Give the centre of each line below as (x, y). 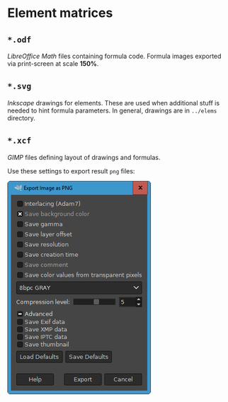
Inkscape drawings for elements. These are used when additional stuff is (114, 103)
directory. (21, 117)
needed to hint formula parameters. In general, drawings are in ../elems (112, 110)
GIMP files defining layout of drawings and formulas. (84, 157)
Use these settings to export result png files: (71, 171)
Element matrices (60, 13)
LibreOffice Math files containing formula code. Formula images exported (114, 56)
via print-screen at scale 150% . (53, 64)
